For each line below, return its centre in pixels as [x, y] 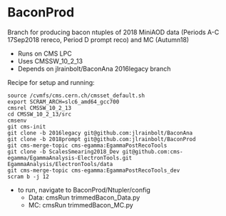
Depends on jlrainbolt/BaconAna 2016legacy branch [94, 68]
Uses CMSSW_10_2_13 [50, 61]
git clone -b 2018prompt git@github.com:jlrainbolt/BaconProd [102, 139]
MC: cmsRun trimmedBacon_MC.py [81, 205]
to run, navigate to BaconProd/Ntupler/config [84, 190]
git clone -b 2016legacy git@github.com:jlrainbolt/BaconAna [100, 133]
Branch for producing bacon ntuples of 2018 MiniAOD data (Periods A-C [113, 32]
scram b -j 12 [29, 176]
